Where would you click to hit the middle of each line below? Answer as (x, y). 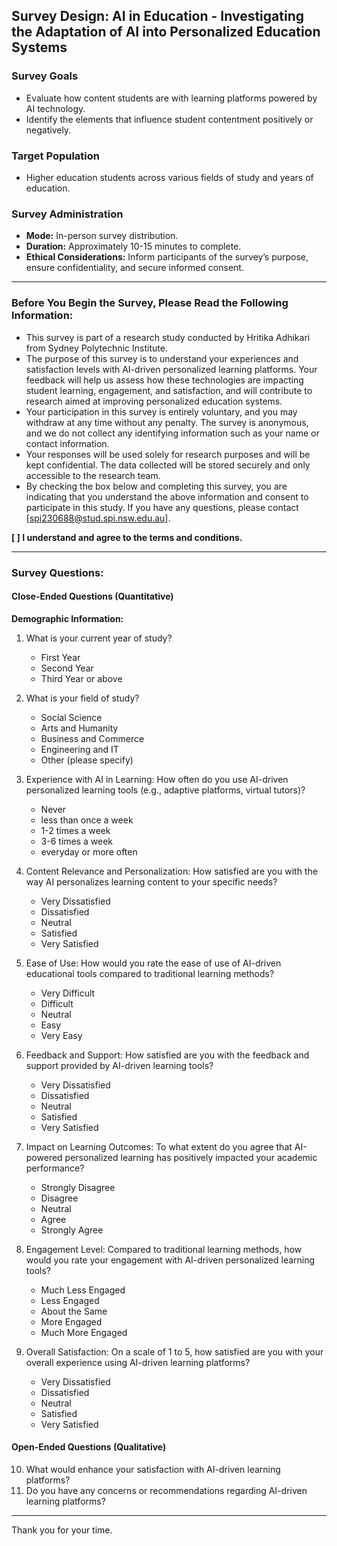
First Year (60, 657)
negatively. (48, 130)
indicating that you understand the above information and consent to (167, 496)
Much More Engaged (84, 1332)
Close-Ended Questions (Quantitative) (92, 596)
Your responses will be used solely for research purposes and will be (168, 454)
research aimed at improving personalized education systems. (154, 401)
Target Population (55, 156)
